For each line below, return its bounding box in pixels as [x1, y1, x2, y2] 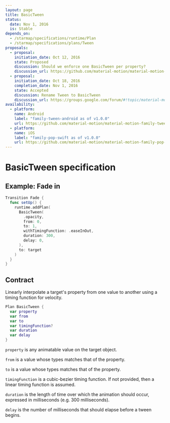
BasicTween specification [5, 162, 116, 173]
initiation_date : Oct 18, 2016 [14, 78, 80, 83]
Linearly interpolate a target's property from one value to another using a [5, 289, 158, 295]
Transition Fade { [5, 195, 44, 201]
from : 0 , [23, 219, 42, 224]
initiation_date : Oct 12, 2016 [14, 54, 80, 60]
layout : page [5, 7, 33, 13]
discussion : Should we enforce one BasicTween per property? [14, 64, 146, 69]
